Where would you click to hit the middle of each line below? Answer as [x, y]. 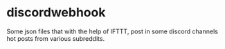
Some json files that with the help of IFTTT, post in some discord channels [112, 31]
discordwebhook [56, 13]
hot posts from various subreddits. [56, 38]
